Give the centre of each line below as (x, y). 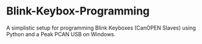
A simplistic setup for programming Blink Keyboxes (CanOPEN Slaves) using (101, 28)
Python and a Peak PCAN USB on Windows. (61, 34)
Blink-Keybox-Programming (78, 11)
